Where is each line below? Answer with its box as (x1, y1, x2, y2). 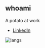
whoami (5, 4, 31, 13)
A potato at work (5, 17, 40, 23)
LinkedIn (12, 27, 31, 33)
